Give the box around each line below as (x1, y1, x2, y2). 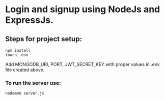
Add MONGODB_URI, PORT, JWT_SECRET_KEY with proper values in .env (5, 61, 160, 67)
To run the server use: (5, 79, 61, 86)
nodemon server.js (5, 91, 44, 96)
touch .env (5, 52, 29, 57)
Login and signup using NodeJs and (5, 4, 160, 15)
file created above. (5, 67, 45, 73)
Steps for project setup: (5, 35, 82, 43)
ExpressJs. (5, 14, 54, 26)
